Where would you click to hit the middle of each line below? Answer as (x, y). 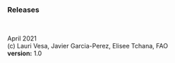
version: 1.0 (25, 53)
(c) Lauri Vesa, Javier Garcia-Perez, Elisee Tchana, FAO (87, 46)
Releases (24, 10)
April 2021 (22, 38)
